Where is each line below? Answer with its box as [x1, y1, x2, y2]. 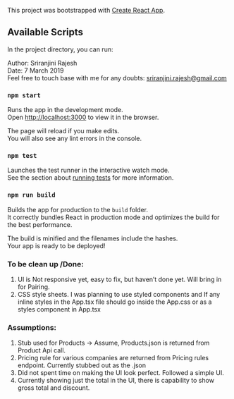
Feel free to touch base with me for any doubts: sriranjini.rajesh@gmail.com [7, 73, 227, 82]
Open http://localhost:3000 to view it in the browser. [7, 113, 159, 122]
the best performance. [7, 220, 73, 228]
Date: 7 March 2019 [7, 66, 64, 75]
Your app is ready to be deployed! [7, 241, 106, 250]
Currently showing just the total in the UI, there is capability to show [17, 376, 215, 385]
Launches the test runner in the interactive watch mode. [7, 166, 171, 175]
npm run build [7, 191, 56, 199]
